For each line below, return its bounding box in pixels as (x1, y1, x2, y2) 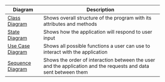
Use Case (7, 42, 30, 49)
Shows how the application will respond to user (43, 29, 152, 35)
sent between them (43, 69, 88, 75)
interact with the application (43, 49, 108, 55)
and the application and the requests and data (43, 63, 150, 69)
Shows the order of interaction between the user (43, 57, 156, 63)
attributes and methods (43, 20, 97, 27)
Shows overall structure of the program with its (43, 15, 152, 21)
